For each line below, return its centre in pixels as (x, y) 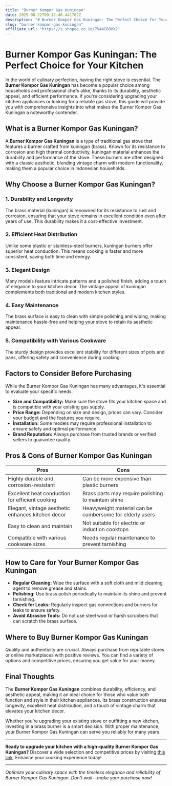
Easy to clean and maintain (40, 526)
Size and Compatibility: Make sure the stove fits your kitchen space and (89, 401)
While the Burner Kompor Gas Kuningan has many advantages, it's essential (85, 386)
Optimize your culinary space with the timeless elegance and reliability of (83, 772)
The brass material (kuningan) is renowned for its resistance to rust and (81, 210)
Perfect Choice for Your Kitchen (74, 65)
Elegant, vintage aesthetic (39, 508)
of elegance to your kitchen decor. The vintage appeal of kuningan (76, 287)
